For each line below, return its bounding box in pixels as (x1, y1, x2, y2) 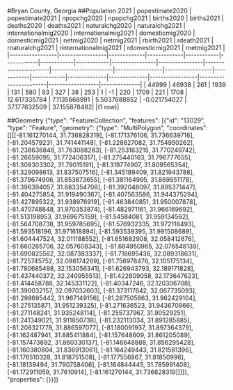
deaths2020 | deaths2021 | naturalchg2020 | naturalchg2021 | (7, 22, 186, 29)
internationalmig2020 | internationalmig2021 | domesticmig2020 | (7, 29, 195, 37)
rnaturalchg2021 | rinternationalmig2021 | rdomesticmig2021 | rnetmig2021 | (7, 44, 225, 52)
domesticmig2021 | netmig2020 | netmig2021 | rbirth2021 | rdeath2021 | (7, 36, 214, 45)
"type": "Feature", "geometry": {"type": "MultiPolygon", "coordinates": (7, 124, 209, 132)
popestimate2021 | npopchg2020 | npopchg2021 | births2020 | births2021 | (7, 14, 224, 22)
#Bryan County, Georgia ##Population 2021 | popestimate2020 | (7, 7, 192, 15)
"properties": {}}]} (7, 375, 59, 383)
